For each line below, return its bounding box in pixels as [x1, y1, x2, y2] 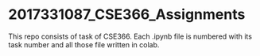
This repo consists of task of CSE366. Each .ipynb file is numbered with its [8, 32, 253, 41]
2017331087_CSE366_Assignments [8, 6, 246, 24]
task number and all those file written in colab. [8, 39, 160, 49]
